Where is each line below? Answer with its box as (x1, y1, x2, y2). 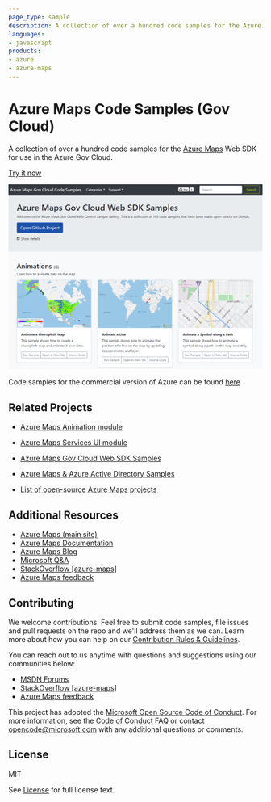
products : (8, 47, 42, 56)
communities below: (8, 658, 76, 668)
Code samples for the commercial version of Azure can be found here (8, 377, 240, 387)
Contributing (8, 596, 74, 610)
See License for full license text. (8, 784, 115, 795)
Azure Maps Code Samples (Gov (8, 100, 230, 119)
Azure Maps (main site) (19, 530, 98, 540)
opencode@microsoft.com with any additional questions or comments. (8, 724, 244, 734)
